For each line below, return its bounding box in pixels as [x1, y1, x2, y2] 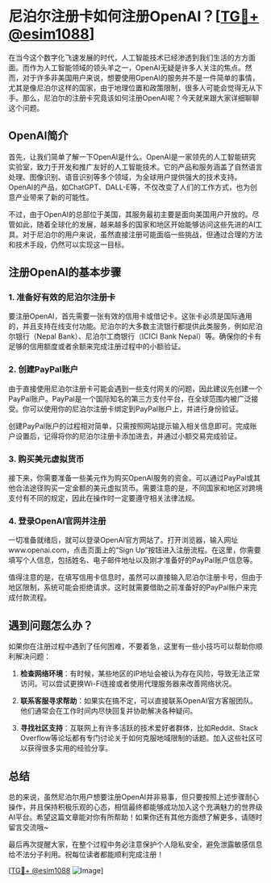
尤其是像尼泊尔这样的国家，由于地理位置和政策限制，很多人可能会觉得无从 [8, 82, 256, 93]
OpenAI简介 [8, 129, 69, 143]
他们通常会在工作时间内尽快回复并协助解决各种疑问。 [19, 706, 198, 716]
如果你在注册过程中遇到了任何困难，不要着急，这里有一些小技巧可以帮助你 [8, 642, 256, 652]
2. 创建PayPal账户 [8, 364, 79, 375]
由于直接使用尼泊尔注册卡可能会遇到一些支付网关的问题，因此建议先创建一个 [8, 384, 263, 394]
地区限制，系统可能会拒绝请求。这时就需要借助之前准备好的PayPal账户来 [8, 582, 250, 593]
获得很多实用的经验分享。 [27, 743, 113, 753]
